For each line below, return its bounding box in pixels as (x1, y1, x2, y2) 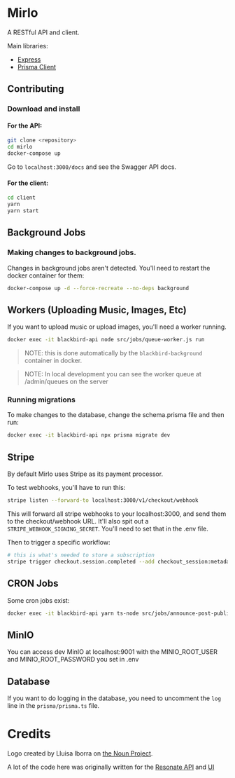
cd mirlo (7, 144, 33, 151)
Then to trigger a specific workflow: (7, 538, 111, 547)
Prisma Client (17, 62, 57, 71)
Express (17, 55, 41, 64)
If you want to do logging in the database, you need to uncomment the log (7, 694, 222, 702)
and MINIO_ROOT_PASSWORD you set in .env (7, 655, 139, 664)
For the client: (7, 179, 49, 187)
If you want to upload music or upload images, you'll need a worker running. (7, 322, 227, 331)
